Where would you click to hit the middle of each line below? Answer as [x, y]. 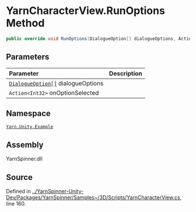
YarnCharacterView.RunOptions [85, 11]
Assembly [25, 145]
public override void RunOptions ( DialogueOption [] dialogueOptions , [91, 39]
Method [25, 23]
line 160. [16, 204]
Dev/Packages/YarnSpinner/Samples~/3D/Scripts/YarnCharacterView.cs [93, 197]
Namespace [29, 114]
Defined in [18, 192]
